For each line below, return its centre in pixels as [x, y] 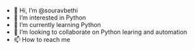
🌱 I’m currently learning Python [57, 25]
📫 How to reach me [42, 40]
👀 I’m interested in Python [50, 18]
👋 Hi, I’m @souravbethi [46, 10]
